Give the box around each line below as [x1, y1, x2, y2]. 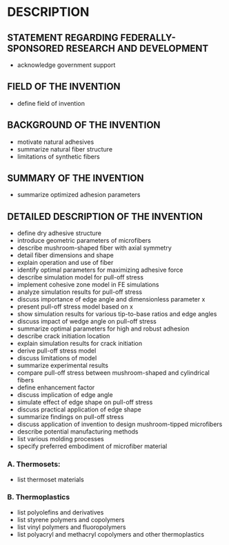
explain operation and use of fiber [17, 259, 114, 267]
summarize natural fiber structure [17, 145, 112, 153]
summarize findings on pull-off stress [17, 413, 124, 421]
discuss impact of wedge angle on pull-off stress [17, 317, 157, 326]
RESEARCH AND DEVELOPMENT [66, 42, 209, 54]
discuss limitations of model [17, 354, 97, 362]
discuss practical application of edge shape [17, 405, 141, 414]
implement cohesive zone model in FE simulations [17, 281, 159, 289]
